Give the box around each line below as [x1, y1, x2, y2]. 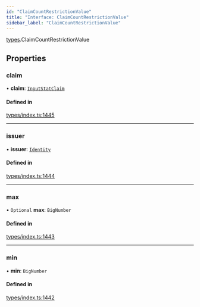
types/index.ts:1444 [6, 172, 55, 179]
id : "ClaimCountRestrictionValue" [6, 8, 92, 15]
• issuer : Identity [6, 145, 51, 152]
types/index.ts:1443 [6, 233, 55, 240]
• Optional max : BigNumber [6, 206, 71, 214]
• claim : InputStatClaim [6, 84, 65, 92]
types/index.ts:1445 [6, 111, 55, 119]
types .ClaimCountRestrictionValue [6, 36, 90, 43]
